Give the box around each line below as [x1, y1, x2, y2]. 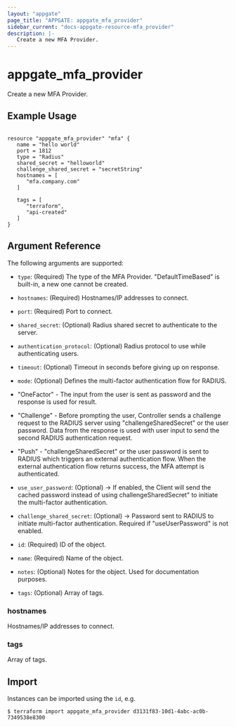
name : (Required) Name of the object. [17, 554, 124, 562]
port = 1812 [16, 147, 52, 155]
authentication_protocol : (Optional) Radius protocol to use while [17, 341, 206, 350]
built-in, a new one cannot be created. [17, 280, 129, 288]
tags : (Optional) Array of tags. [17, 588, 104, 597]
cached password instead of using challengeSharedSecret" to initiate [17, 490, 218, 499]
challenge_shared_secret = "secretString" [16, 166, 143, 173]
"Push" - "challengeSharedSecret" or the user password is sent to [17, 447, 209, 455]
